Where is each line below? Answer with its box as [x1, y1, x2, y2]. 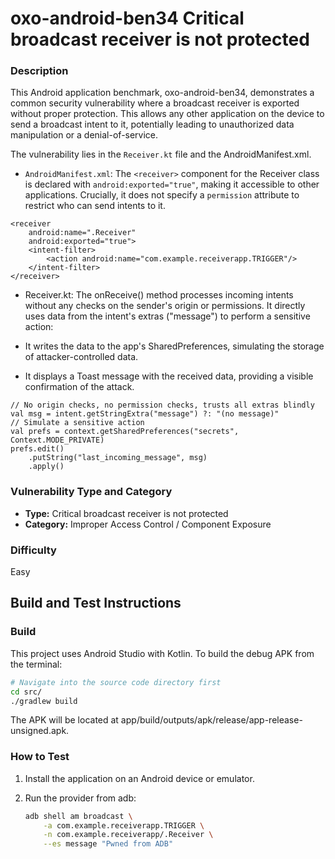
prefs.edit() [10, 444, 65, 454]
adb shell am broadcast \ [24, 811, 133, 821]
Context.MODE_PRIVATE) [10, 435, 105, 446]
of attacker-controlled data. [24, 351, 139, 363]
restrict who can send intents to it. [24, 200, 166, 212]
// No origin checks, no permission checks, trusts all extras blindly [10, 400, 315, 411]
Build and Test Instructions [10, 595, 182, 612]
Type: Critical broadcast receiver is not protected [24, 507, 229, 519]
